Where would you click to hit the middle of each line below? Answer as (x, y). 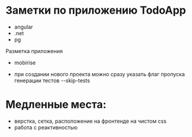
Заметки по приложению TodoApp (96, 10)
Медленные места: (56, 105)
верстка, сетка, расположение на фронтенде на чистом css (90, 121)
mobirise (25, 63)
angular (23, 27)
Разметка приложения (34, 51)
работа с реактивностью (46, 127)
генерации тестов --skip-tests (52, 80)
